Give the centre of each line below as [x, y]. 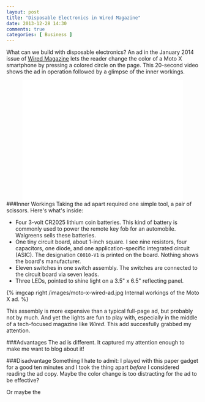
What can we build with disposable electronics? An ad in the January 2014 [100, 52]
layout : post [23, 12]
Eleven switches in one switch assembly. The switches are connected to [106, 268]
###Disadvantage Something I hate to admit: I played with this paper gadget [102, 361]
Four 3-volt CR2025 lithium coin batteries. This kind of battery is [96, 222]
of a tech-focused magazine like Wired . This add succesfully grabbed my [99, 324]
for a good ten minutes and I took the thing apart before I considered [93, 367]
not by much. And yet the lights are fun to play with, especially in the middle [102, 318]
